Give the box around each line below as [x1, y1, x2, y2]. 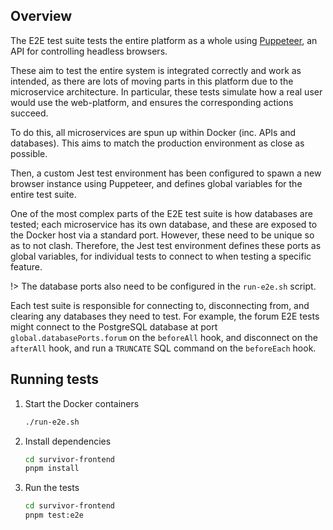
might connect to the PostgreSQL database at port [10, 320, 218, 333]
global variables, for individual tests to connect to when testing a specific [10, 250, 312, 262]
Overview [10, 8, 73, 25]
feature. [10, 260, 43, 273]
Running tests [10, 371, 100, 388]
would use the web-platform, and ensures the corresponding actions [10, 96, 294, 108]
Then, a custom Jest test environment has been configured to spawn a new [10, 167, 322, 179]
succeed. [10, 107, 49, 119]
